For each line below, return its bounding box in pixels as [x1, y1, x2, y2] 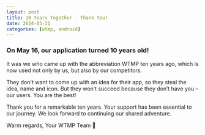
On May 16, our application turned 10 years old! [6, 46, 149, 55]
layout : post [6, 9, 40, 15]
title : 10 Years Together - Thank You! [6, 15, 108, 21]
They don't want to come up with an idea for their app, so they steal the [6, 78, 187, 86]
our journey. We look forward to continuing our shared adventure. [6, 109, 172, 117]
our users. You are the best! [6, 91, 76, 98]
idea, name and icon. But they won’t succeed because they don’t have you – [6, 85, 199, 92]
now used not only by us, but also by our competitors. [6, 67, 143, 74]
